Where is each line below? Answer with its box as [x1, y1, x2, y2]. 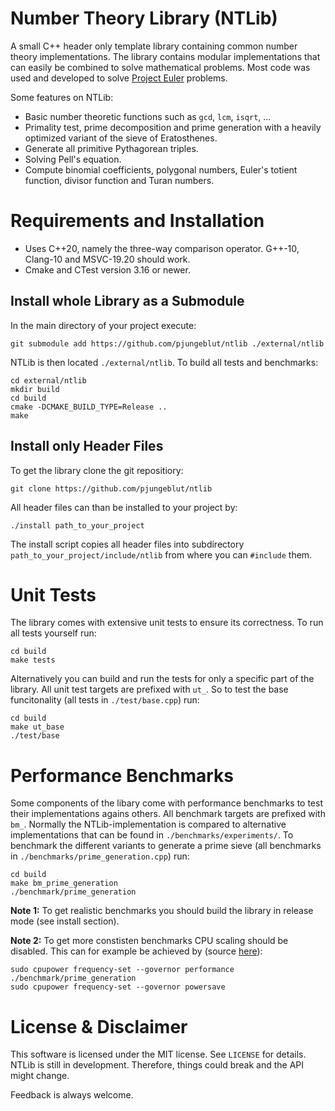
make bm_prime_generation [10, 878, 118, 889]
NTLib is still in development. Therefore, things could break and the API [10, 1059, 304, 1071]
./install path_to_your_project [10, 520, 145, 531]
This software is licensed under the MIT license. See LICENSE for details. [10, 1048, 307, 1061]
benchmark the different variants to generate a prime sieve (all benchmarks [10, 840, 322, 852]
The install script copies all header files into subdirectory [10, 538, 245, 550]
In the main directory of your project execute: [10, 319, 197, 331]
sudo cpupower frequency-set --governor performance [10, 965, 235, 975]
